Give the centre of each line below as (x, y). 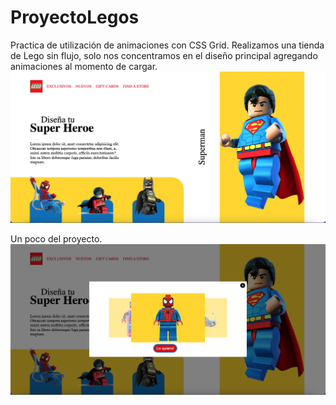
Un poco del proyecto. (56, 238)
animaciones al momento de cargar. (84, 66)
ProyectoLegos (75, 17)
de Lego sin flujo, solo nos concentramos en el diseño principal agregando (164, 55)
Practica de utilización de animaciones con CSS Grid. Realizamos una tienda (167, 45)
